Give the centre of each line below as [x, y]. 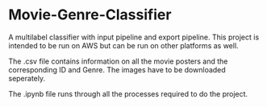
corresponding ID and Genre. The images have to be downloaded [117, 69]
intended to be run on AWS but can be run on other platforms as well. [124, 45]
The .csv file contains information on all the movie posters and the [118, 61]
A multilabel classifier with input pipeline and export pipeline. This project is [134, 37]
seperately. [27, 78]
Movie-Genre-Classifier [90, 15]
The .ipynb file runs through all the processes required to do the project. [128, 93]
